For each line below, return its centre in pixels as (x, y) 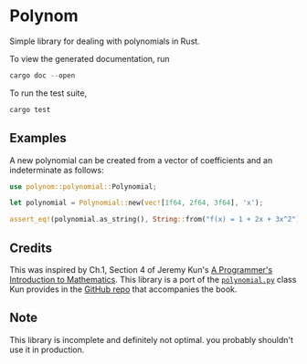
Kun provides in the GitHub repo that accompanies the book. (123, 289)
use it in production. (47, 349)
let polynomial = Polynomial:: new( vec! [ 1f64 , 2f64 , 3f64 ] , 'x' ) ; (137, 203)
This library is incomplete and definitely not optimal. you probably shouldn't (152, 339)
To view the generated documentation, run (90, 58)
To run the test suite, (48, 93)
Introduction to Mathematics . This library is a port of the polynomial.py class (153, 279)
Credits (31, 248)
